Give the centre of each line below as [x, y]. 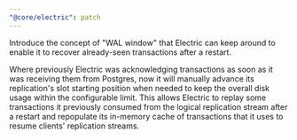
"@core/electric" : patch [55, 17]
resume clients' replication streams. [74, 126]
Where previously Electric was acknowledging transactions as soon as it [141, 69]
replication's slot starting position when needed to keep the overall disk [140, 88]
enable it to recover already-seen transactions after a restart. [121, 52]
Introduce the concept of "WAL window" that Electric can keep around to [143, 43]
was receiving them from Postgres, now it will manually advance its [132, 78]
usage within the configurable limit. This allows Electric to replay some [138, 97]
